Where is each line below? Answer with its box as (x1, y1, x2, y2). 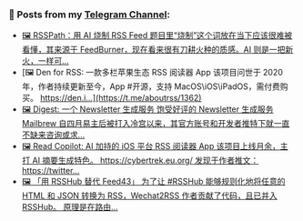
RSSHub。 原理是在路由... (21, 202, 119, 213)
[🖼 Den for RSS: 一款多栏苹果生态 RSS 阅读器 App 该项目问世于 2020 (21, 67, 284, 78)
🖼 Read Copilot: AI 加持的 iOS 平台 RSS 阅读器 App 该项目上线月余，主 (21, 141, 288, 152)
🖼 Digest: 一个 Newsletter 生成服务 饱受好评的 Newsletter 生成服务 (21, 104, 274, 115)
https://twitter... (21, 166, 80, 176)
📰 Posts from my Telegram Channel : (8, 8, 170, 21)
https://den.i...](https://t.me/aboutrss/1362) (39, 93, 202, 104)
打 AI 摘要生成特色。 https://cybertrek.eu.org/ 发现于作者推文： (21, 155, 259, 166)
